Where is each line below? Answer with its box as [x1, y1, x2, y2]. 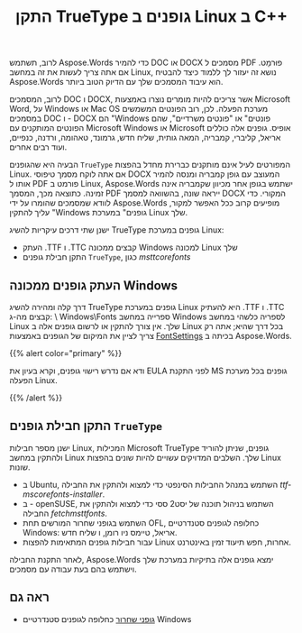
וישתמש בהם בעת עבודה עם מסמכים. [9, 564, 137, 574]
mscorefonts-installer [22, 489, 103, 500]
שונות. [9, 462, 31, 472]
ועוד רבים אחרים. [9, 142, 68, 152]
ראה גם [9, 590, 50, 605]
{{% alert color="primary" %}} [9, 348, 123, 358]
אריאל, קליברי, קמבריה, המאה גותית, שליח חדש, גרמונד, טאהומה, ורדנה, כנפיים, [9, 133, 281, 143]
